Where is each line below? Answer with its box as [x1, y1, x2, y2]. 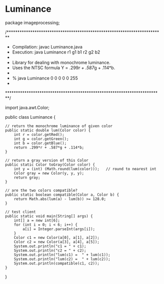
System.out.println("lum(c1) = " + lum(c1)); [14, 252, 111, 257]
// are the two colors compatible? [5, 188, 78, 193]
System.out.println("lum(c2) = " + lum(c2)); [14, 257, 111, 261]
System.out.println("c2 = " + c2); [14, 248, 87, 253]
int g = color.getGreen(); [14, 136, 69, 141]
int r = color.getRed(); [14, 132, 65, 137]
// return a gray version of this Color [5, 158, 89, 163]
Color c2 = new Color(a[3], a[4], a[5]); [14, 239, 99, 244]
